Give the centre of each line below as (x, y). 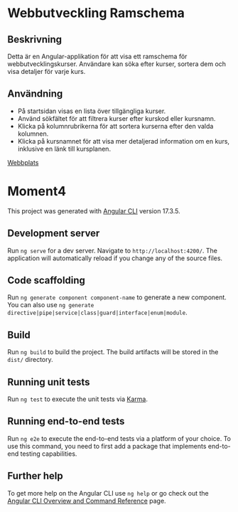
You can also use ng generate (51, 305)
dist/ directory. (30, 360)
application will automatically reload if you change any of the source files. (115, 258)
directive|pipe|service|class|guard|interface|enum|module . (97, 313)
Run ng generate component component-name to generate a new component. (117, 297)
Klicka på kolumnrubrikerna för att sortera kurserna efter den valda (115, 126)
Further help (36, 476)
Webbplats (23, 162)
